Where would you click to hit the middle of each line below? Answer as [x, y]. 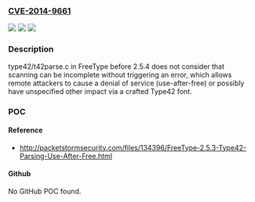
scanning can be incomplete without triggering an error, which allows [120, 74]
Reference [25, 130]
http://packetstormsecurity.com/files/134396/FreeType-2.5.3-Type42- [133, 147]
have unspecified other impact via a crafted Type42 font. [100, 91]
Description [31, 49]
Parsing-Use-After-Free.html [66, 156]
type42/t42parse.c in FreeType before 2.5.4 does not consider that [117, 66]
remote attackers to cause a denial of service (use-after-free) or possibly [126, 83]
